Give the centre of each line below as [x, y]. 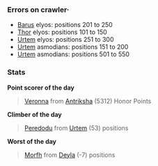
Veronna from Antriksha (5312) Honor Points [88, 101]
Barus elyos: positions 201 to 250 [65, 25]
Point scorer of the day [41, 88]
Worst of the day [32, 141]
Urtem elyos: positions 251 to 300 [65, 40]
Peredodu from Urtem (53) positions [76, 128]
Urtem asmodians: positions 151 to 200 [73, 47]
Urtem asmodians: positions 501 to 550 [73, 54]
